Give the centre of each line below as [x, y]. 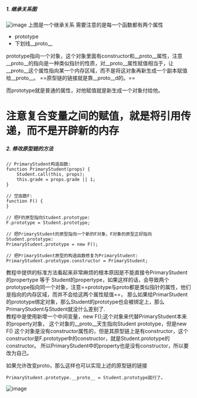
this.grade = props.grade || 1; [56, 180]
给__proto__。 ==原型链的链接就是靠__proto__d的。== [71, 78]
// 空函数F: [19, 196]
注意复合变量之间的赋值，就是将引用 [94, 116]
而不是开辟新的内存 [73, 131]
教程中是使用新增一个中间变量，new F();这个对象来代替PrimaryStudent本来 [96, 317]
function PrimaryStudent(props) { [48, 169]
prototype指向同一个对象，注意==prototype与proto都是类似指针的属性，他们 [98, 287]
